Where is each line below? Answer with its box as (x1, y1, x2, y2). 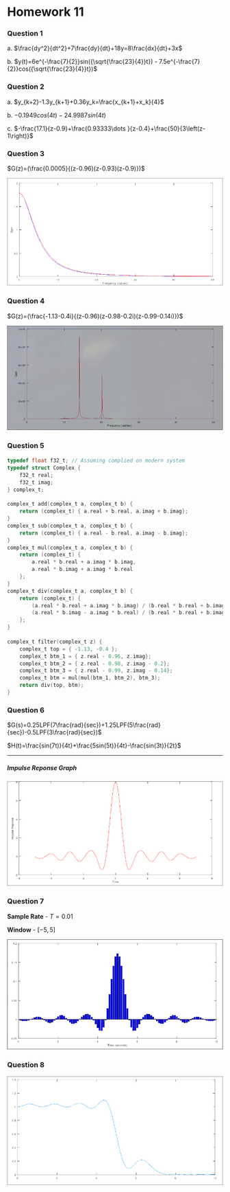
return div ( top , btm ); (19, 682, 84, 689)
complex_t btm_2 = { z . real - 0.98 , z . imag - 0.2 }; (19, 660, 170, 667)
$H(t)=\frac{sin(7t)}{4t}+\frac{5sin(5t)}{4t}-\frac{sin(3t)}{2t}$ (7, 741, 181, 750)
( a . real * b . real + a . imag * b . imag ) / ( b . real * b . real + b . (31, 602, 213, 609)
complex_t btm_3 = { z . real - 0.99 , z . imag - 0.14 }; (19, 667, 173, 674)
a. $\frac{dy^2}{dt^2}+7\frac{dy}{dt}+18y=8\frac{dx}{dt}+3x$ (7, 44, 183, 52)
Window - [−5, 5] (7, 925, 56, 934)
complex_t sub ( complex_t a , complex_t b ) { (7, 522, 133, 529)
